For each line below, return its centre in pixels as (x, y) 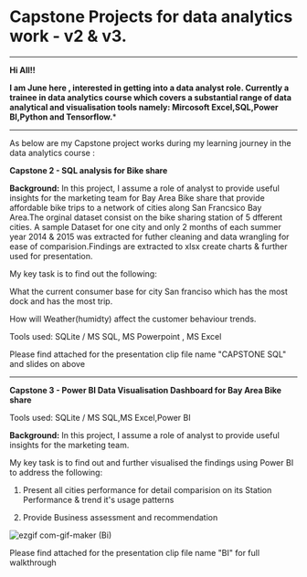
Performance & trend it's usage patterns (98, 499)
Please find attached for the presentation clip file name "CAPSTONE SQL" (148, 354)
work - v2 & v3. (69, 36)
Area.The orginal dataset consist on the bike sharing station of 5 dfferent (146, 217)
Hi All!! (23, 69)
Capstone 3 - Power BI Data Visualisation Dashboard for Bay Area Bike (145, 390)
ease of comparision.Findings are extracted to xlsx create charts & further (148, 246)
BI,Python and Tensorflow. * (63, 117)
